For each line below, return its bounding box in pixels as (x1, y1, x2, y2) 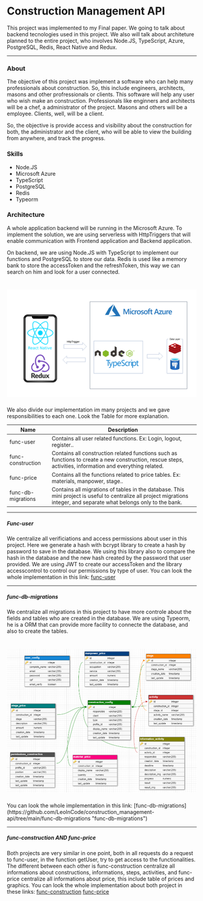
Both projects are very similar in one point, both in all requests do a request (7, 849, 193, 856)
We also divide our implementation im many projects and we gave (7, 406, 170, 413)
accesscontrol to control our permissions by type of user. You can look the (7, 567, 192, 575)
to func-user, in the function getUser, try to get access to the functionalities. (7, 856, 196, 863)
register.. (51, 441, 74, 448)
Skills (7, 150, 23, 158)
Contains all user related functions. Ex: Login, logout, (51, 435, 183, 442)
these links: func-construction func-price (7, 888, 110, 895)
